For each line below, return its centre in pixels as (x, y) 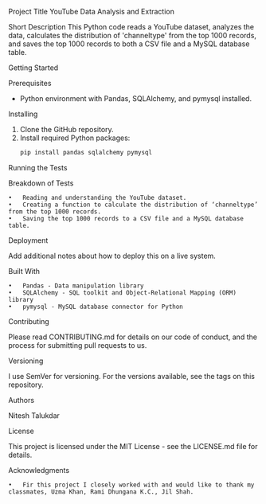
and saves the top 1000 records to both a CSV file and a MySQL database (129, 44)
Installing (23, 114)
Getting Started (33, 68)
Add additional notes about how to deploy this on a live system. (112, 256)
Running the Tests (38, 167)
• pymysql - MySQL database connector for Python (96, 307)
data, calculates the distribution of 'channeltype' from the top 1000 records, (133, 35)
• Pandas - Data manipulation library (76, 286)
